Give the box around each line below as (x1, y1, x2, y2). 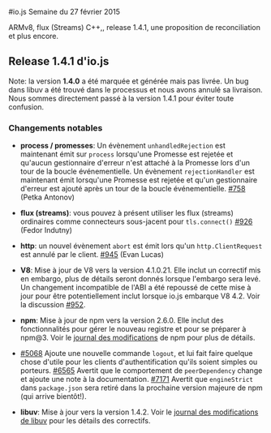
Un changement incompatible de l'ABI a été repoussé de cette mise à (19, 283, 252, 293)
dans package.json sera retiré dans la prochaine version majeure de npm (19, 383, 264, 392)
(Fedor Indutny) (19, 225, 73, 235)
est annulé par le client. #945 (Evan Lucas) (19, 250, 164, 259)
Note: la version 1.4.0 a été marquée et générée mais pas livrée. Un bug (8, 76, 249, 86)
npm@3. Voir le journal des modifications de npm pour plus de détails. (19, 332, 256, 343)
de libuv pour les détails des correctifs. (19, 416, 151, 426)
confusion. (8, 101, 45, 112)
